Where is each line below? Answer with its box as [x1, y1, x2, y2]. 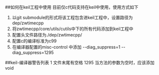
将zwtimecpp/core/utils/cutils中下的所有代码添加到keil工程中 [12, 26, 134, 32]
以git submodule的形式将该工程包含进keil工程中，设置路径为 [12, 15, 133, 20]
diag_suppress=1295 [12, 50, 54, 55]
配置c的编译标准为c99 [12, 38, 57, 44]
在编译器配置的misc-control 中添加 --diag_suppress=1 [12, 44, 121, 50]
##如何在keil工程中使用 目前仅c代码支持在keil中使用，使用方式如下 [5, 4, 139, 10]
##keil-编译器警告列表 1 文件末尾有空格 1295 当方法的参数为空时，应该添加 [5, 60, 155, 65]
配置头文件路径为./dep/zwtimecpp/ [12, 32, 82, 37]
